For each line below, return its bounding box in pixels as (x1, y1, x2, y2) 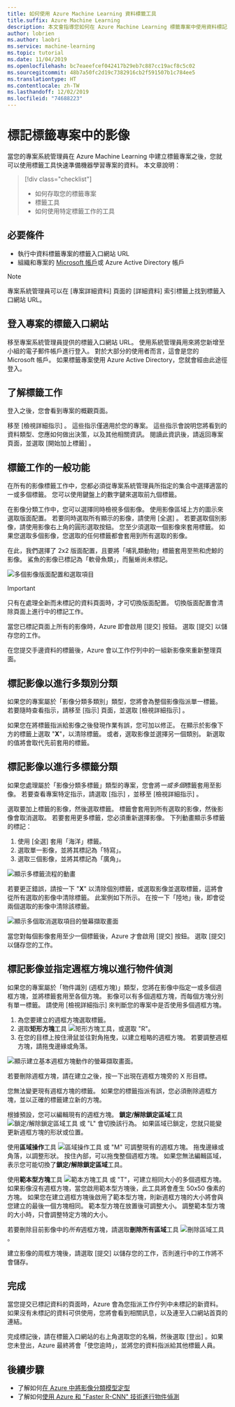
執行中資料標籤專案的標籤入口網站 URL (17, 249, 130, 258)
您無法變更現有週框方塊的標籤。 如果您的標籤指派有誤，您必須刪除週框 (7, 1086, 211, 1095)
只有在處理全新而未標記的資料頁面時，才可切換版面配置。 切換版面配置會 (7, 599, 218, 607)
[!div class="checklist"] (24, 175, 92, 183)
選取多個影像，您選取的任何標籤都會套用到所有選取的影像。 (19, 531, 191, 540)
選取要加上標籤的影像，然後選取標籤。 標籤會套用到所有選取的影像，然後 (7, 804, 218, 813)
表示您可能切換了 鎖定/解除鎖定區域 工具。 (7, 1160, 127, 1168)
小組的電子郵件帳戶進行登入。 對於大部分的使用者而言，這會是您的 (7, 347, 199, 355)
